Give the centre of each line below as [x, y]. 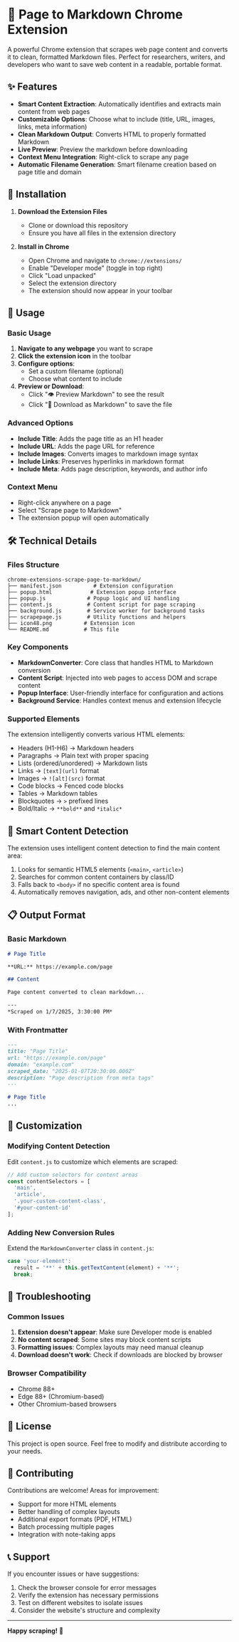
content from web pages [54, 111]
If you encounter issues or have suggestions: [73, 1574]
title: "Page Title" [38, 1052]
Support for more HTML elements [67, 1504]
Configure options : [46, 364]
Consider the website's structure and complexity [89, 1611]
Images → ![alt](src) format [61, 779]
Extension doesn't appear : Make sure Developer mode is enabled [115, 1332]
